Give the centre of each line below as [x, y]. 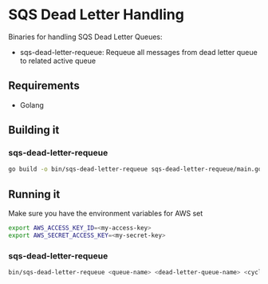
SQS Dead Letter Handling [97, 15]
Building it [34, 130]
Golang [32, 105]
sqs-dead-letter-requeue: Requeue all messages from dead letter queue [138, 52]
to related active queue [58, 61]
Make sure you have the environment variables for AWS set [106, 214]
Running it [34, 194]
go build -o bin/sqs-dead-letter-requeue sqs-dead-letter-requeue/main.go [135, 169]
